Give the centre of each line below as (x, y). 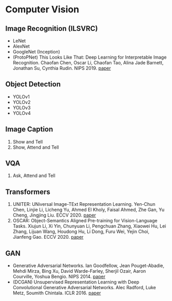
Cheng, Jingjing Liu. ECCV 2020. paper (54, 215)
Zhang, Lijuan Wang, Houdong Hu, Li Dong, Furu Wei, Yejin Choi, (81, 232)
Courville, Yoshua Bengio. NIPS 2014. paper (59, 277)
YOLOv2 (22, 102)
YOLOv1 (21, 97)
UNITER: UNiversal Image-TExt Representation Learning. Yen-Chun (84, 204)
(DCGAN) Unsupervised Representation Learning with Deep (76, 282)
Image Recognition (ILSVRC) (52, 29)
